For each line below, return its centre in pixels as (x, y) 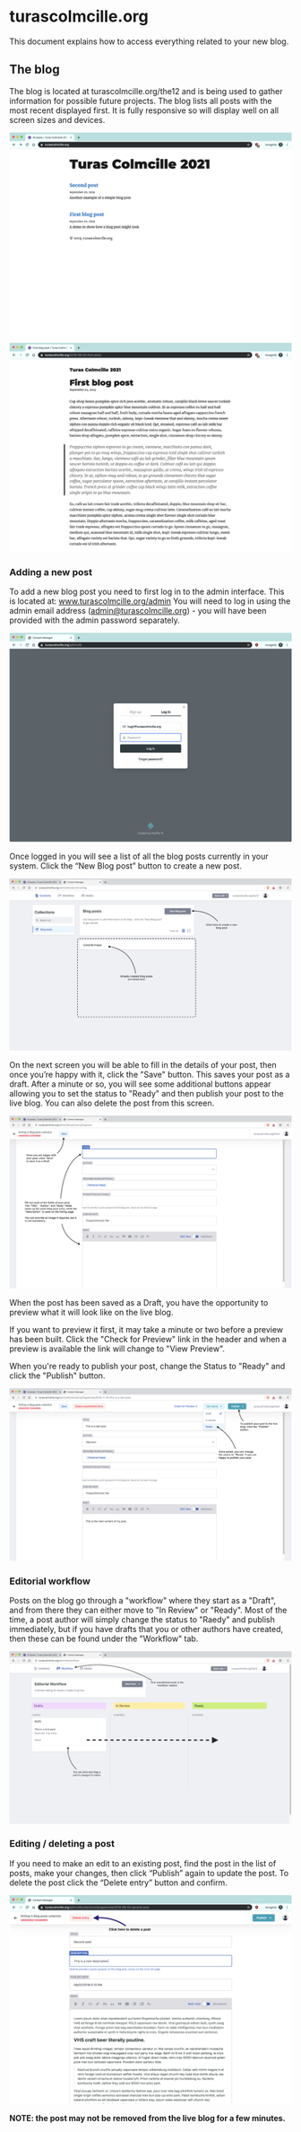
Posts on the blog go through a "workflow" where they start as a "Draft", (142, 1600)
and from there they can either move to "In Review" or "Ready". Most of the (148, 1610)
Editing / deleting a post (62, 1844)
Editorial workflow (50, 1581)
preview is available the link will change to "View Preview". (117, 1349)
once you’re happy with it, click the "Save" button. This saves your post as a (150, 1075)
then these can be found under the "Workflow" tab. (104, 1638)
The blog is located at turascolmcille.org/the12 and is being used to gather (146, 91)
